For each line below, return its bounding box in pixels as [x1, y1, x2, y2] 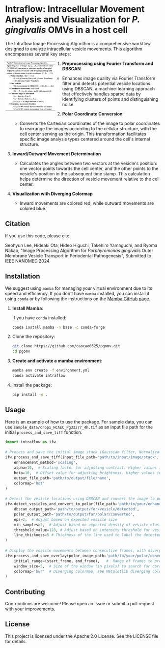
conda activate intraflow [12, 373, 65, 378]
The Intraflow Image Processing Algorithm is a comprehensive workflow [5, 40, 151, 46]
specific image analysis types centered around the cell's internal [19, 136, 150, 142]
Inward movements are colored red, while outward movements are [19, 200, 154, 206]
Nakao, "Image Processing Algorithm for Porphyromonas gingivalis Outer [5, 247, 154, 254]
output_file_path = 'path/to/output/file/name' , [14, 476, 111, 480]
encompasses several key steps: [5, 51, 71, 57]
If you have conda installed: [12, 314, 67, 320]
